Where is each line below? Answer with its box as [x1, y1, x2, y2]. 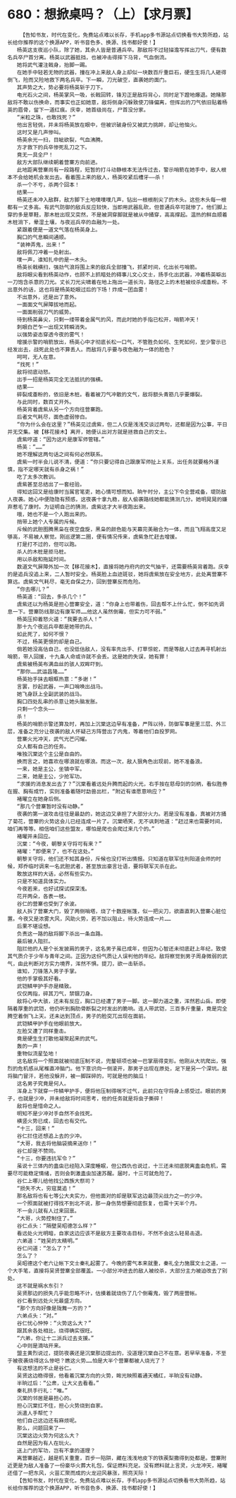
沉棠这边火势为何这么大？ [16, 1432, 80, 1439]
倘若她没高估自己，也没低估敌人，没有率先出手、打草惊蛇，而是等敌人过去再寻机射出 [16, 646, 227, 653]
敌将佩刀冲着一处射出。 [16, 248, 75, 256]
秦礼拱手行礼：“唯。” [16, 1387, 68, 1394]
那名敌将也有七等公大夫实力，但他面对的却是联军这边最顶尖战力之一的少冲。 [16, 1192, 206, 1199]
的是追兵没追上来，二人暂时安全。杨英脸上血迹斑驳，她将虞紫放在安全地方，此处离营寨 [7, 570, 223, 578]
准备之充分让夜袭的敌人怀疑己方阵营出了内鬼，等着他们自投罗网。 [17, 727, 181, 735]
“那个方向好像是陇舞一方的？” [16, 1305, 92, 1312]
